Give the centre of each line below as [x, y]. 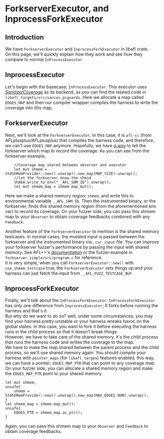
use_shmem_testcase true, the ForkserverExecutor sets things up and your [79, 268]
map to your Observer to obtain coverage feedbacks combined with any [78, 217]
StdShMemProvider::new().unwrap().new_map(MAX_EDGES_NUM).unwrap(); [77, 396]
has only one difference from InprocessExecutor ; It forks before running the [82, 306]
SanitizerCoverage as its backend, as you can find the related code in [76, 92]
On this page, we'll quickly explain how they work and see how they [74, 54]
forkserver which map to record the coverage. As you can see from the [77, 151]
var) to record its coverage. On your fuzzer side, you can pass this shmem [81, 211]
